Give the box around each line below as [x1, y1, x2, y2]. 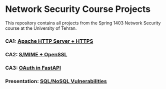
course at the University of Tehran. [5, 25, 77, 31]
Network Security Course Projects [5, 3, 151, 15]
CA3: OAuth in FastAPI [5, 64, 61, 71]
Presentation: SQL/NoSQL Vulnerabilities [5, 78, 107, 85]
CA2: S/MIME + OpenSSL [5, 51, 67, 58]
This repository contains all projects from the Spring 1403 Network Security [5, 20, 161, 26]
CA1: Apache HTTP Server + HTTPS [5, 37, 93, 44]
